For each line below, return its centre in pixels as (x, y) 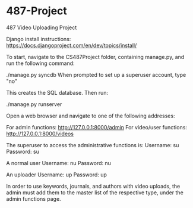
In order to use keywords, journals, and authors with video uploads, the (93, 186)
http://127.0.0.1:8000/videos (40, 134)
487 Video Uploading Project (42, 27)
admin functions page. (34, 198)
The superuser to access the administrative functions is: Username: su (93, 145)
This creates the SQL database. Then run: (57, 92)
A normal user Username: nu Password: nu (59, 163)
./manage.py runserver (34, 104)
